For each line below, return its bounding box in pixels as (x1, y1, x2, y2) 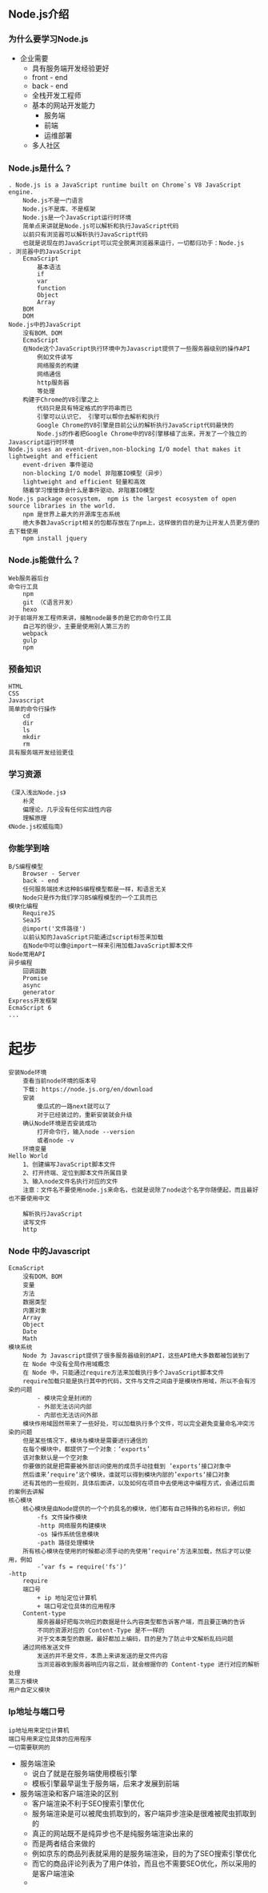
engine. (8, 187, 34, 196)
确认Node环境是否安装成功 (22, 1119, 98, 1127)
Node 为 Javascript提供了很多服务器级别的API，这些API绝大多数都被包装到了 (22, 1352, 250, 1360)
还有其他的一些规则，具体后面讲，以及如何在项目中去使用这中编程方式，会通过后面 (22, 1480, 255, 1488)
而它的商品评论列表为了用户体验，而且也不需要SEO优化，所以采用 (31, 1859, 250, 1868)
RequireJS (22, 910, 56, 918)
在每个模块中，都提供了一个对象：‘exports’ (22, 1445, 150, 1453)
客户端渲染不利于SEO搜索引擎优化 (31, 1799, 145, 1808)
